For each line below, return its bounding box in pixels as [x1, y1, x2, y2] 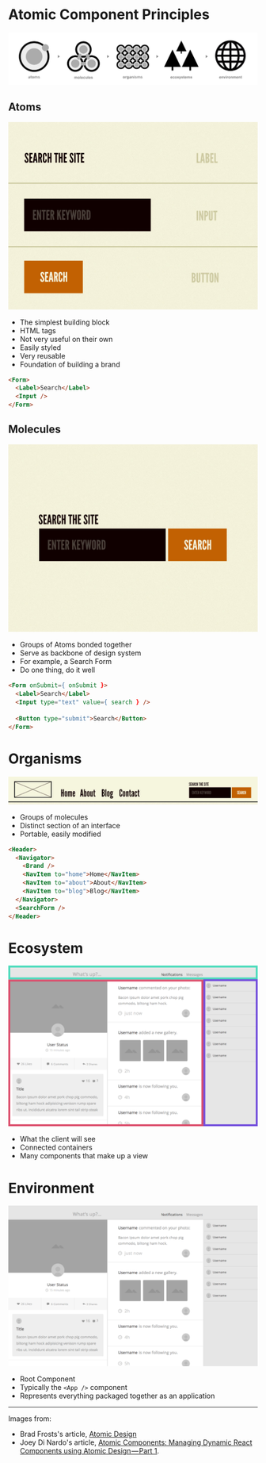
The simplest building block [19, 317, 110, 327]
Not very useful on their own [19, 334, 113, 344]
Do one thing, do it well [19, 665, 96, 674]
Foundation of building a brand [19, 359, 120, 369]
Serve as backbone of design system [19, 648, 142, 658]
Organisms [8, 750, 82, 768]
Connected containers [19, 1142, 93, 1152]
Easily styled [19, 343, 62, 352]
